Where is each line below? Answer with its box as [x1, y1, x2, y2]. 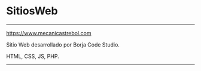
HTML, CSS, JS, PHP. [6, 53, 59, 60]
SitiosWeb [6, 4, 58, 18]
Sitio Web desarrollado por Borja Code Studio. [6, 41, 120, 48]
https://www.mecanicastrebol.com [6, 29, 92, 36]
